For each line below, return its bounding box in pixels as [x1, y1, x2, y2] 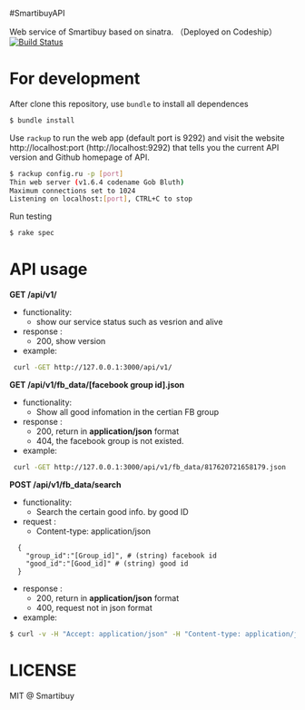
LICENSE [9, 660, 77, 680]
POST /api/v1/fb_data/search [9, 478, 122, 489]
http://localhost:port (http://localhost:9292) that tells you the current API [9, 142, 280, 153]
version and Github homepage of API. [9, 152, 150, 163]
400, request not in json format [35, 602, 152, 613]
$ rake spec [9, 229, 54, 238]
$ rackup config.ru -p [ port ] [9, 169, 124, 178]
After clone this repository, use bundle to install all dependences [9, 98, 249, 109]
